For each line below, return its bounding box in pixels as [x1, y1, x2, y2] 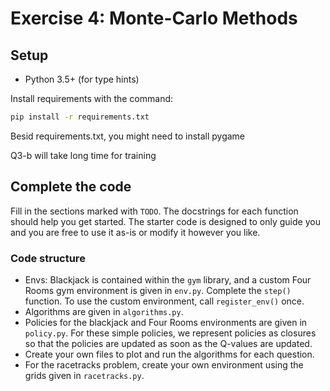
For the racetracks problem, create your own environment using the [24, 358, 304, 371]
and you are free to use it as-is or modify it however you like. [10, 226, 261, 238]
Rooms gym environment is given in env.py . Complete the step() [24, 284, 292, 296]
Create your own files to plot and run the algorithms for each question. [24, 348, 315, 360]
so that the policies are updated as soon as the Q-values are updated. [24, 337, 313, 349]
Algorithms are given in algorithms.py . [24, 305, 184, 317]
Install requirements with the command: [10, 93, 174, 104]
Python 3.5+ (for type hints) [24, 73, 140, 85]
